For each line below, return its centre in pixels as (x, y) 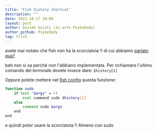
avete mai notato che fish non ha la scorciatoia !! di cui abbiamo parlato (77, 50)
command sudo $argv (43, 107)
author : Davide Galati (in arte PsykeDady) (50, 28)
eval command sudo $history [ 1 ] (55, 98)
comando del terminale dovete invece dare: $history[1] (61, 70)
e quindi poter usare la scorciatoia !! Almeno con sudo (59, 125)
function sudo (20, 89)
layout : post (18, 23)
